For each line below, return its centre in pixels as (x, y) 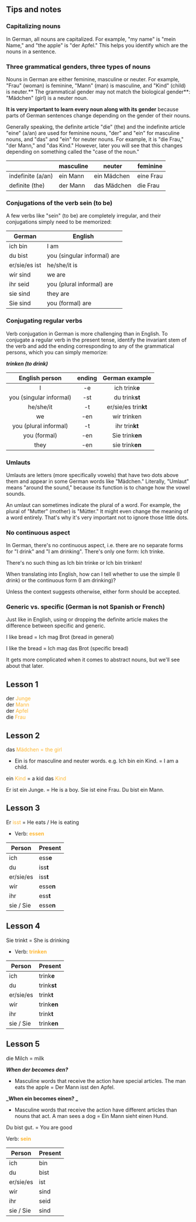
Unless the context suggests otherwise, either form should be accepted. (93, 592)
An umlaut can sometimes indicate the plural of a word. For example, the (93, 505)
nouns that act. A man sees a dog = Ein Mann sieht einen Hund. (91, 1116)
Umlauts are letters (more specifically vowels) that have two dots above (92, 475)
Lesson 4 (23, 926)
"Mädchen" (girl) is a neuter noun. (47, 98)
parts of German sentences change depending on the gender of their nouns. (98, 115)
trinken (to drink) (27, 363)
